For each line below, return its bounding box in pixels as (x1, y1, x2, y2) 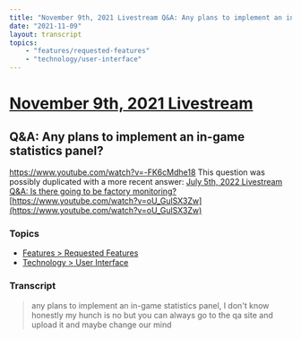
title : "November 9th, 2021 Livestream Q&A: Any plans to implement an (9, 13, 282, 22)
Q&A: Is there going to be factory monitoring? (9, 186, 177, 196)
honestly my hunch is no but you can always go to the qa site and (30, 309, 273, 320)
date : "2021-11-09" (9, 22, 82, 30)
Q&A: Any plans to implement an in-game (9, 129, 245, 144)
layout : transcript (9, 30, 82, 39)
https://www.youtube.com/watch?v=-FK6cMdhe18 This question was (9, 167, 266, 178)
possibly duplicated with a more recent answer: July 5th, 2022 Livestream (9, 177, 283, 187)
